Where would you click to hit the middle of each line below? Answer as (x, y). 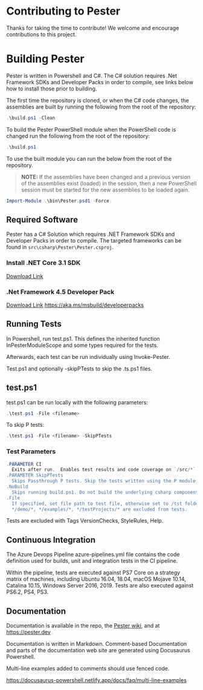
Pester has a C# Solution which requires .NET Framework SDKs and (91, 234)
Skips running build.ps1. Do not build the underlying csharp (92, 492)
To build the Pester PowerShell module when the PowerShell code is (91, 129)
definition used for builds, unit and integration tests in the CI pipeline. (92, 561)
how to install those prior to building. (52, 89)
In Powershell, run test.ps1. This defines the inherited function (83, 338)
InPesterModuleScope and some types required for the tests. (82, 345)
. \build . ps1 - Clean (31, 118)
